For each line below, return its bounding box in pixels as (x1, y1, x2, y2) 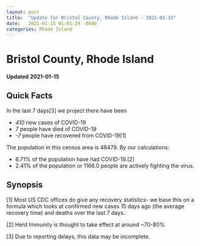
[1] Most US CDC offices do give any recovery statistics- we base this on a (6, 196, 194, 203)
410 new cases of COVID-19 (15, 119, 86, 126)
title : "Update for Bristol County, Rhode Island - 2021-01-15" (6, 15, 176, 21)
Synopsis (6, 180, 43, 190)
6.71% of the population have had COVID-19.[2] (15, 155, 135, 163)
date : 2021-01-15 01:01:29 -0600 (6, 20, 97, 26)
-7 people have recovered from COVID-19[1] (15, 132, 127, 139)
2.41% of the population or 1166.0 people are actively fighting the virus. (15, 162, 194, 169)
